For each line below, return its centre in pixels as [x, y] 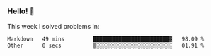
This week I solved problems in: [53, 27]
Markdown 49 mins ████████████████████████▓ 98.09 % [105, 39]
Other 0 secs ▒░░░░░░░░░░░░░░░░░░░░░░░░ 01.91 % [105, 46]
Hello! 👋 [21, 11]
